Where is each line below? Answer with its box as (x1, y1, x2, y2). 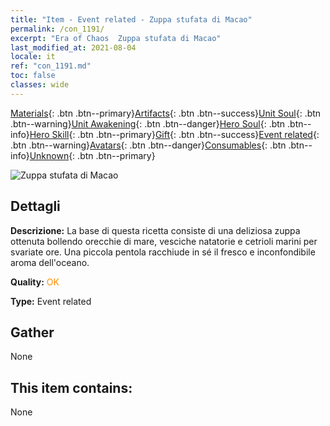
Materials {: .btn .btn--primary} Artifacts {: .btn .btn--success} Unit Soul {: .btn (10, 107, 322, 119)
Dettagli (10, 198, 61, 215)
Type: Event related (10, 295, 92, 307)
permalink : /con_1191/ (10, 24, 105, 34)
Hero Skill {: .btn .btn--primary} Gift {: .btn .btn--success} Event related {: (29, 128, 320, 140)
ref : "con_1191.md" (10, 61, 92, 71)
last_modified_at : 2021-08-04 (10, 42, 137, 53)
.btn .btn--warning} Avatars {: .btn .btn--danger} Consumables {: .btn (10, 139, 287, 151)
